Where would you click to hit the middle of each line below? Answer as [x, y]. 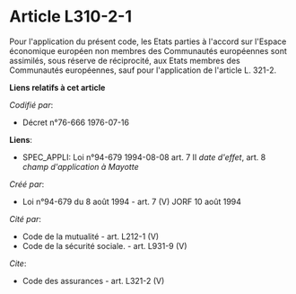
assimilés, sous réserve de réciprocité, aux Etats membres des [125, 60]
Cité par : [26, 218]
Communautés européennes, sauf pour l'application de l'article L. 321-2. [143, 70]
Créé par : [27, 184]
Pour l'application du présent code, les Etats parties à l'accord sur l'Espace [148, 41]
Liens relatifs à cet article [57, 87]
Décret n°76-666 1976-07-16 [76, 122]
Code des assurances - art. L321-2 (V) [93, 281]
